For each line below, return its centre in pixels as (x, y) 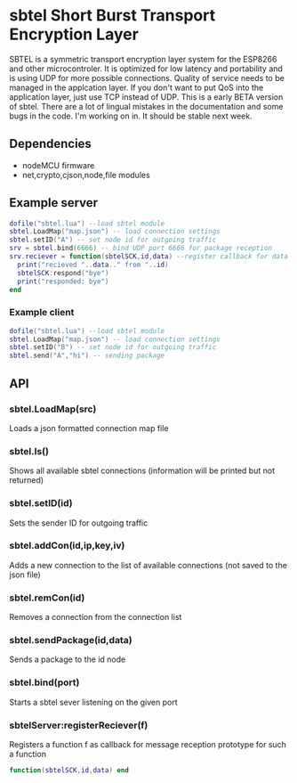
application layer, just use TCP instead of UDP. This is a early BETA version (146, 97)
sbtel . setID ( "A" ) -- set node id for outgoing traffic (113, 240)
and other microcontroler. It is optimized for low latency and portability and (146, 69)
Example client (42, 313)
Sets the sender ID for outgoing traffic (79, 523)
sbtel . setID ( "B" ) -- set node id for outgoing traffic (113, 347)
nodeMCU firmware (58, 165)
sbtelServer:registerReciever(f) (79, 725)
